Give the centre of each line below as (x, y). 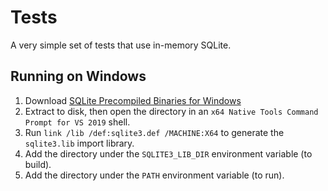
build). (38, 164)
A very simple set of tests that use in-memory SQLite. (121, 45)
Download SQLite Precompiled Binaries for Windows (133, 100)
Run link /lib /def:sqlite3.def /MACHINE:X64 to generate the (154, 132)
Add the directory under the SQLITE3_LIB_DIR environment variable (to (168, 153)
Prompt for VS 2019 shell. (77, 122)
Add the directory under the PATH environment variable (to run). (154, 175)
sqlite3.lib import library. (79, 143)
